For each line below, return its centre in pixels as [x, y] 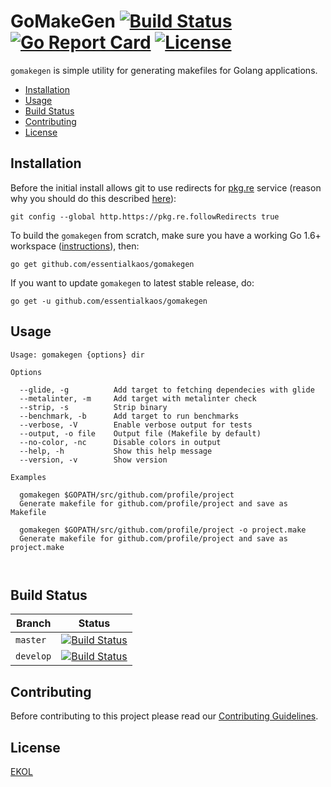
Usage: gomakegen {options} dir [77, 355]
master [31, 640]
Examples [28, 477]
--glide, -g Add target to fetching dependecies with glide [167, 390]
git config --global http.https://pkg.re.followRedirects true [145, 216]
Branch [33, 623]
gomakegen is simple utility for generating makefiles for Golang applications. [164, 70]
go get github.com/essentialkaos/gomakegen [102, 264]
